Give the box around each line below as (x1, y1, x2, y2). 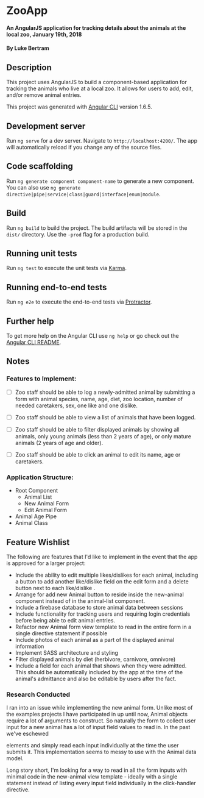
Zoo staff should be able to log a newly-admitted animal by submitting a (15, 388, 195, 396)
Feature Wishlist (6, 537, 70, 547)
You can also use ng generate (6, 183, 81, 191)
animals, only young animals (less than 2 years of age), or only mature (15, 432, 192, 440)
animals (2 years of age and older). (15, 439, 104, 446)
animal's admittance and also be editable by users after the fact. (15, 675, 177, 683)
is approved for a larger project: (6, 560, 86, 567)
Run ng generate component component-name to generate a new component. (6, 177, 195, 185)
